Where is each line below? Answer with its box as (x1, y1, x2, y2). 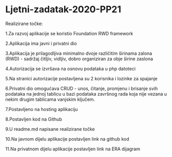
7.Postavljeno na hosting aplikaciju (5, 106, 78, 112)
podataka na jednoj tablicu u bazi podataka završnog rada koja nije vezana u (5, 91, 167, 97)
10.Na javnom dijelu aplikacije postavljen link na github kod (5, 136, 129, 142)
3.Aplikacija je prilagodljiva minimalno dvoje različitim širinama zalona (5, 50, 152, 56)
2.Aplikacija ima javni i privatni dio (5, 40, 77, 47)
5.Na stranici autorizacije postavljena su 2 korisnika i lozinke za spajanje (5, 75, 158, 81)
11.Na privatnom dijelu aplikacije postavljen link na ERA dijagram (5, 146, 140, 152)
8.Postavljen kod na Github (5, 116, 63, 122)
